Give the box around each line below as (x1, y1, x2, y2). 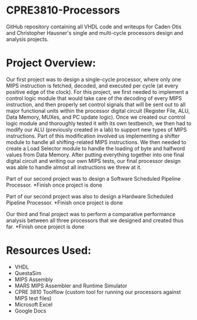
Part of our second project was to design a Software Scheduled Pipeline (6, 175, 181, 182)
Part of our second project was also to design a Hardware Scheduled (6, 192, 173, 200)
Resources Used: (6, 244, 92, 257)
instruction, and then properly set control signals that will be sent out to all (6, 101, 186, 108)
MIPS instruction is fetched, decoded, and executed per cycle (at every (6, 82, 179, 89)
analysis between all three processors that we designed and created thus (6, 217, 184, 224)
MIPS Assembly (14, 276, 53, 283)
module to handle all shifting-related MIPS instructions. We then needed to (6, 138, 186, 145)
